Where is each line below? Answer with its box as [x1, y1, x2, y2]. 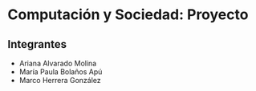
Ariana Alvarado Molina [18, 58, 97, 68]
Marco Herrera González [18, 76, 101, 85]
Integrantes [7, 38, 67, 51]
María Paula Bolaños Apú [18, 67, 103, 77]
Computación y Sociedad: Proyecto [7, 6, 249, 24]
